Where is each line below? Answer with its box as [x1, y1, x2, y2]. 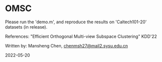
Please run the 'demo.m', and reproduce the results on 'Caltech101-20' [5, 19, 147, 25]
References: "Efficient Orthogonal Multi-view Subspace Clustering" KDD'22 [5, 33, 157, 39]
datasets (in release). [5, 24, 48, 30]
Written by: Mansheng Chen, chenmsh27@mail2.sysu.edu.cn [5, 43, 128, 48]
